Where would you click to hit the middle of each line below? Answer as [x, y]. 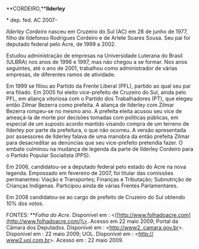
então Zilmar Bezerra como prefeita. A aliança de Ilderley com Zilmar [90, 105]
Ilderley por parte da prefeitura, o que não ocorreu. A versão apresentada [96, 130]
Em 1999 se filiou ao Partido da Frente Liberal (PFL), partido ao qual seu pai [99, 86]
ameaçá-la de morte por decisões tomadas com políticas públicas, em [92, 117]
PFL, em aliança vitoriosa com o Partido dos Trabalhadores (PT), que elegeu [99, 98]
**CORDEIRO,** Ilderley [36, 9]
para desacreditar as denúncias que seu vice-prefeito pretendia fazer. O [94, 143]
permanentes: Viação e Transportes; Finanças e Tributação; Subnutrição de [99, 179]
